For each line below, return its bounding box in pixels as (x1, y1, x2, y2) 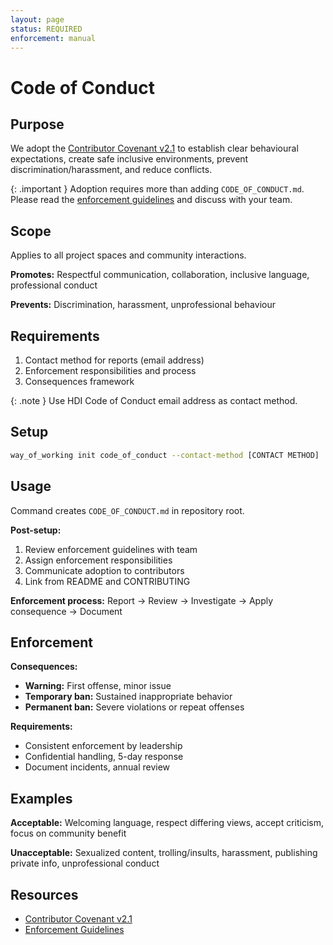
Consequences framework (24, 376, 135, 387)
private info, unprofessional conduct (10, 857, 160, 870)
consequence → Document (10, 605, 123, 617)
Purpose (10, 116, 65, 133)
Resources (10, 886, 79, 903)
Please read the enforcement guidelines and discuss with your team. (10, 194, 293, 206)
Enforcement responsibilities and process (24, 365, 197, 376)
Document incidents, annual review (24, 761, 171, 773)
